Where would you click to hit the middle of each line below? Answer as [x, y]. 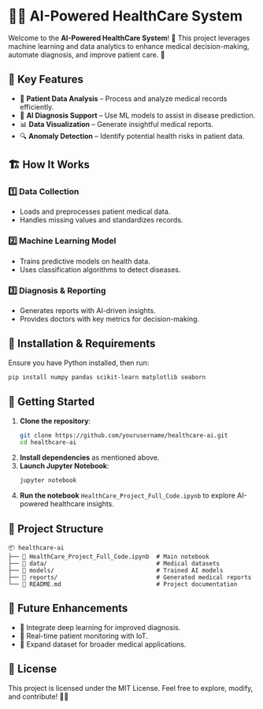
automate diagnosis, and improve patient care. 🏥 [87, 54]
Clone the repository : [55, 420]
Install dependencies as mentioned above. [89, 457]
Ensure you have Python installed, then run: [79, 363]
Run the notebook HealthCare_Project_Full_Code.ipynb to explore [128, 495]
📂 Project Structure [56, 529]
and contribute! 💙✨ [39, 696]
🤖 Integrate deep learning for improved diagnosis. [100, 627]
